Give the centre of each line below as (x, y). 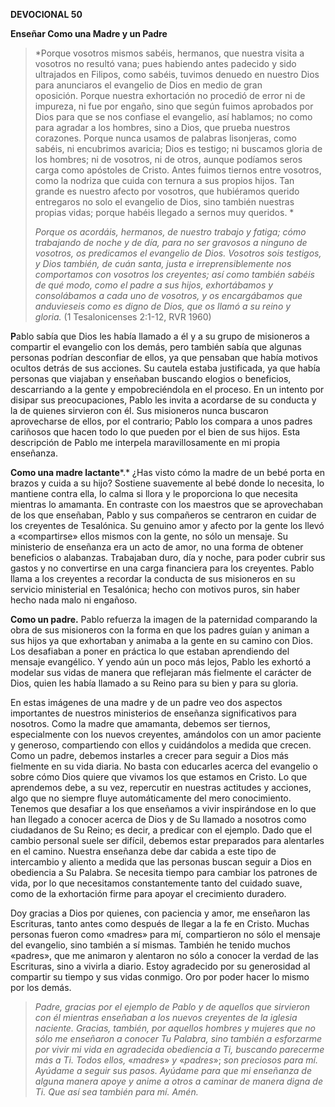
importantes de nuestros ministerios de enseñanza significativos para (153, 713)
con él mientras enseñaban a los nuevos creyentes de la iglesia (166, 1017)
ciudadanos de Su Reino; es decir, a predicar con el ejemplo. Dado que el (161, 830)
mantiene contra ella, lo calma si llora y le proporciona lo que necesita (154, 493)
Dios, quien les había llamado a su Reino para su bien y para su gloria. (154, 683)
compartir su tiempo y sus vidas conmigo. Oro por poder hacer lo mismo (160, 977)
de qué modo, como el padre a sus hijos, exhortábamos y (154, 285)
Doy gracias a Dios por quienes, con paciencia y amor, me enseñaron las (160, 913)
